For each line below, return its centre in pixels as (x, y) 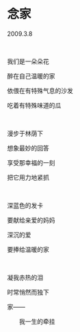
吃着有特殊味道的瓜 (34, 105)
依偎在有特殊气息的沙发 (40, 90)
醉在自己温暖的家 (31, 76)
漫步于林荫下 (25, 133)
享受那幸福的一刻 (31, 162)
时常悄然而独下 (28, 292)
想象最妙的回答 (28, 148)
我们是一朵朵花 (28, 61)
